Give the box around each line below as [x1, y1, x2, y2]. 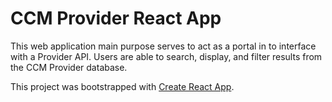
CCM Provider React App [10, 7, 222, 30]
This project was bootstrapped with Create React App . [10, 80, 235, 92]
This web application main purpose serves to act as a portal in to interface [10, 40, 317, 52]
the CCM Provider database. [10, 61, 128, 73]
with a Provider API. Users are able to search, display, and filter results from [10, 50, 323, 62]
